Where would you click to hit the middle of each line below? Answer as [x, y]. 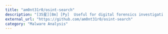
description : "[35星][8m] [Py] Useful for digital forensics [71, 14]
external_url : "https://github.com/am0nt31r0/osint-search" [69, 19]
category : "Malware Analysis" [37, 24]
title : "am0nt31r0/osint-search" [40, 10]
